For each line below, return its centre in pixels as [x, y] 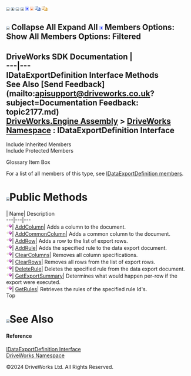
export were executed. [33, 282]
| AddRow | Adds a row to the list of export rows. [70, 241]
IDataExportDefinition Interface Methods [82, 75]
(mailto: [21, 93]
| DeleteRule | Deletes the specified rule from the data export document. [98, 269]
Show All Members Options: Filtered [73, 37]
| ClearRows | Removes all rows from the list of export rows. [84, 262]
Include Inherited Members [39, 144]
